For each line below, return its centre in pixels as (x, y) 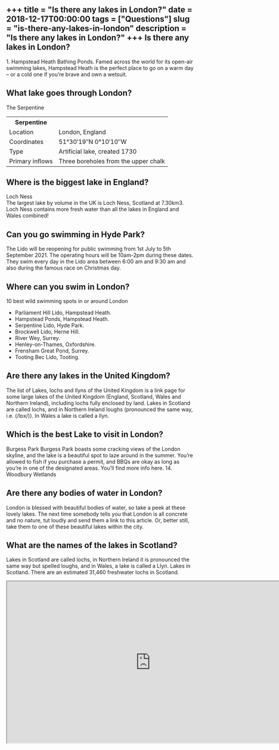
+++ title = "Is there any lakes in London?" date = (99, 10)
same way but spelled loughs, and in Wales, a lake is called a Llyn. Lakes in (98, 566)
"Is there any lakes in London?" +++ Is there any (98, 38)
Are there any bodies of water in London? (84, 493)
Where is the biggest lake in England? (77, 183)
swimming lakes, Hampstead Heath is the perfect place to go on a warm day (100, 68)
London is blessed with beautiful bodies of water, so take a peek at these (96, 507)
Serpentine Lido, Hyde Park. (49, 326)
